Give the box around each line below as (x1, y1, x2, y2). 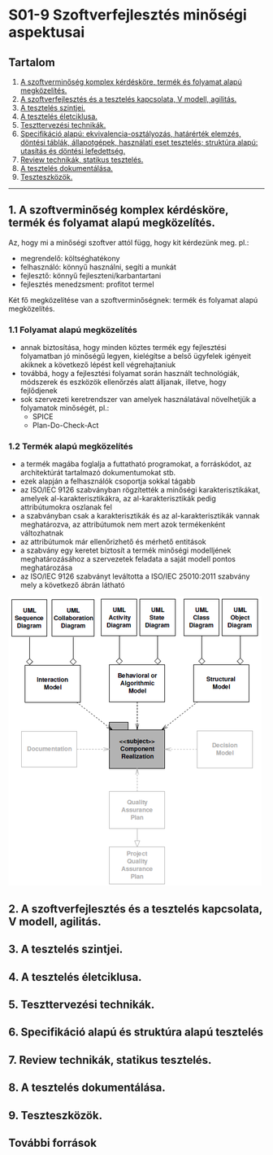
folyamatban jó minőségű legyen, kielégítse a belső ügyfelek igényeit (19, 352, 252, 361)
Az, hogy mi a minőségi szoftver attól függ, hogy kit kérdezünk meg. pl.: (8, 238, 249, 247)
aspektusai (8, 23, 85, 42)
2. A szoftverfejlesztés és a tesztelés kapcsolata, (8, 902, 262, 916)
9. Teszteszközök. (8, 1109, 103, 1122)
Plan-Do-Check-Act (32, 421, 99, 431)
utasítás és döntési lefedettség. (19, 147, 126, 155)
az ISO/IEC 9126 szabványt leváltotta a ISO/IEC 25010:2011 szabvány (19, 571, 250, 581)
